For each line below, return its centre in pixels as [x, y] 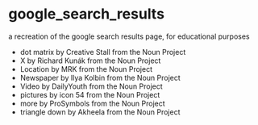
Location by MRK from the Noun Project [86, 69]
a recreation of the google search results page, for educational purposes [129, 36]
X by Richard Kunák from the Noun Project [90, 60]
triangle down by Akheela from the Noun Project [100, 112]
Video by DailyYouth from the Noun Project [91, 86]
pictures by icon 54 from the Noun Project [90, 94]
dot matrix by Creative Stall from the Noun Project [103, 52]
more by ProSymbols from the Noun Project [92, 103]
